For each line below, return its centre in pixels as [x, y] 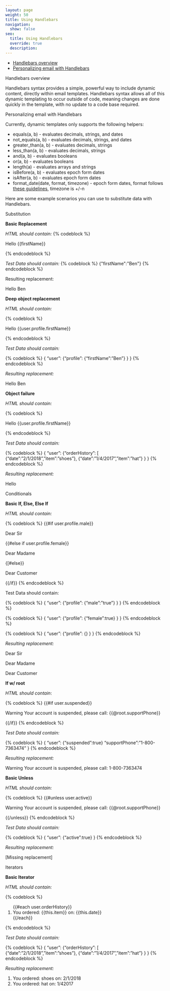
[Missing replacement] [29, 857]
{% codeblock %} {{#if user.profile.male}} [49, 523]
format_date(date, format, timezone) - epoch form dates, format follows [88, 183]
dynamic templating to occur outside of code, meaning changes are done [82, 99]
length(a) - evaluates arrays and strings [54, 166]
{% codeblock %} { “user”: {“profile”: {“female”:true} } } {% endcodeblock [83, 618]
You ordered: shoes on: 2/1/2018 [47, 978]
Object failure [20, 393]
